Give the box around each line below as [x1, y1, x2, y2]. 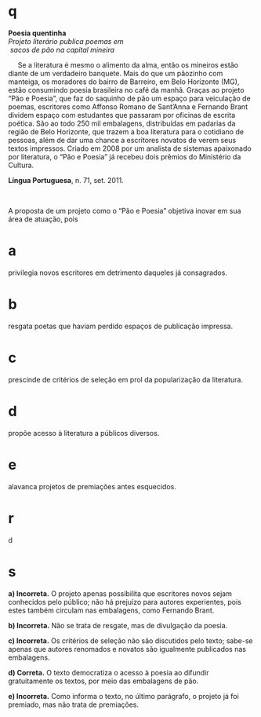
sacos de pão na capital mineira [9, 45, 115, 54]
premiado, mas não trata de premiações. [8, 700, 140, 709]
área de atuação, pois [8, 214, 78, 224]
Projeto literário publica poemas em [8, 36, 124, 46]
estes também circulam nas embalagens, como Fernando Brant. [8, 605, 215, 615]
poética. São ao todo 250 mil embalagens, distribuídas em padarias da [8, 119, 236, 128]
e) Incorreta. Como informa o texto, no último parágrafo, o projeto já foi [8, 691, 239, 701]
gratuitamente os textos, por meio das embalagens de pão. [8, 676, 199, 686]
